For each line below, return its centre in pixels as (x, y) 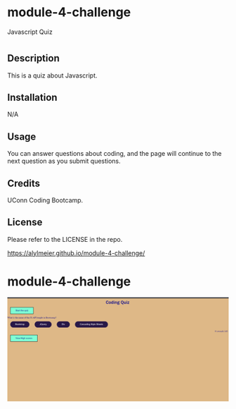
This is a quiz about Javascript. (52, 75)
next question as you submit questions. (64, 161)
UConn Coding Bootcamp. (45, 200)
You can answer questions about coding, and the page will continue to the (115, 154)
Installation (32, 97)
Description (33, 58)
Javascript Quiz (30, 32)
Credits (24, 183)
